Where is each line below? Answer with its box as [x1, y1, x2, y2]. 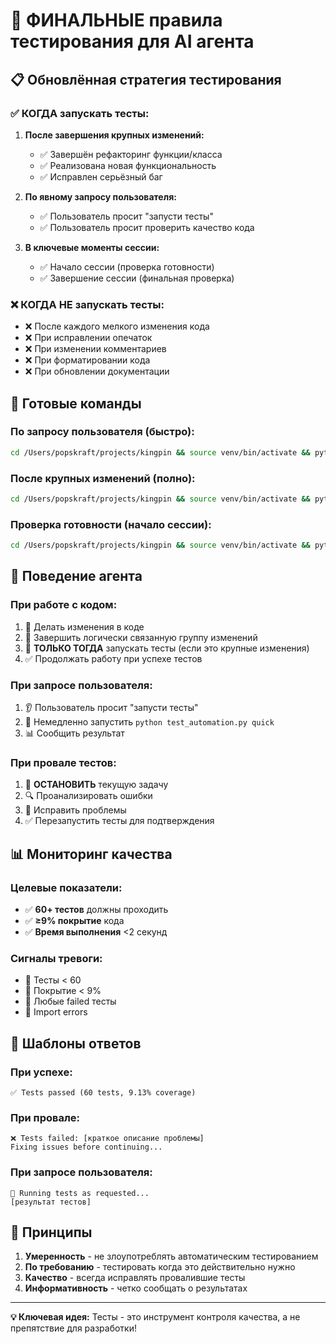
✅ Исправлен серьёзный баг [39, 170, 163, 183]
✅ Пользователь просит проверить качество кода [39, 221, 255, 233]
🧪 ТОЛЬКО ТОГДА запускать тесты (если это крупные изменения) [24, 642, 310, 654]
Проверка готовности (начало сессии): [10, 517, 212, 531]
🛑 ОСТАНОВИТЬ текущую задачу [24, 779, 169, 791]
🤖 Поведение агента [10, 568, 143, 585]
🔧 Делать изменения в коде [24, 620, 145, 633]
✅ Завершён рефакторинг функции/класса [39, 148, 223, 160]
